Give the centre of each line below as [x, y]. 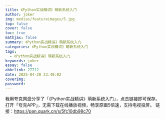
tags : [11, 51]
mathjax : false [21, 38]
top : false [16, 24]
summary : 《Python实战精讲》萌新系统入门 [43, 42]
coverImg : [15, 79]
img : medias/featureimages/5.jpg [40, 19]
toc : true [15, 33]
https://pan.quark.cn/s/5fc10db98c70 [53, 111]
